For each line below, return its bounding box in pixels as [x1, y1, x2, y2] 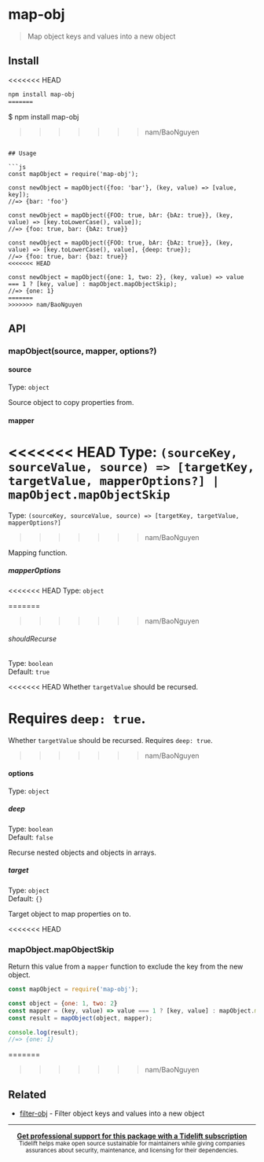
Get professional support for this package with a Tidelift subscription [16, 1131, 247, 1141]
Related [8, 1087, 47, 1101]
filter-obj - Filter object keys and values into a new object [19, 1109, 205, 1118]
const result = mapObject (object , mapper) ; [8, 1014, 153, 1022]
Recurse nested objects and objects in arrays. [8, 848, 157, 857]
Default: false [8, 832, 53, 842]
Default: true [8, 667, 50, 676]
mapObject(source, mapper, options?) [8, 345, 157, 356]
